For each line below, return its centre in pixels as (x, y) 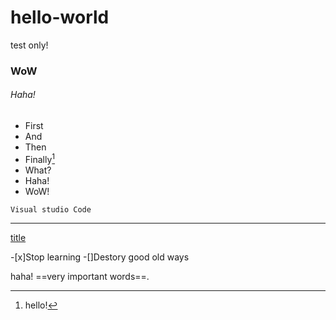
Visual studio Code (51, 209)
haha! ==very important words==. (80, 276)
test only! (29, 45)
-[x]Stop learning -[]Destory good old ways (100, 257)
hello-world (60, 17)
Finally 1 (40, 158)
